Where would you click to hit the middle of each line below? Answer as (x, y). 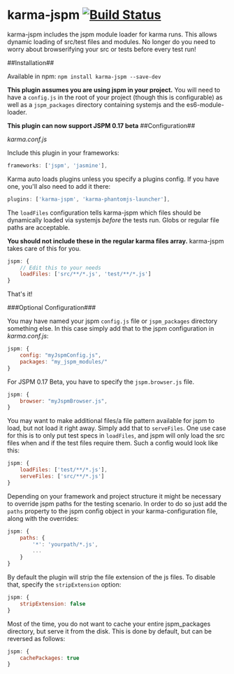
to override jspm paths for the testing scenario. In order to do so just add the (117, 503)
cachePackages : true (50, 658)
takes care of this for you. (44, 248)
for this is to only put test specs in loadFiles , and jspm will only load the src (116, 436)
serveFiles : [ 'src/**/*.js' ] (62, 476)
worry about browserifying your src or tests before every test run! (102, 49)
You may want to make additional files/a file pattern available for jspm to (111, 421)
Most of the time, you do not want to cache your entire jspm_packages (109, 624)
